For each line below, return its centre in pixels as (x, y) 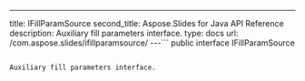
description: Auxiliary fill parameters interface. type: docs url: (124, 33)
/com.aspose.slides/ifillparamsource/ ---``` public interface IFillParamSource (152, 43)
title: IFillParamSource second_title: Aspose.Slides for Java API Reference (147, 23)
